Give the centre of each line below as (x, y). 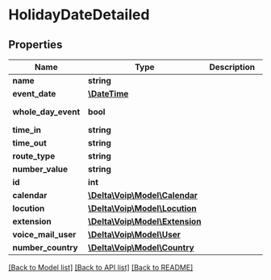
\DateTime (108, 94)
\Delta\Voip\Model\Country (141, 247)
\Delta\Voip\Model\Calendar (143, 195)
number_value (40, 169)
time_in (27, 130)
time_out (29, 143)
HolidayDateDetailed (79, 15)
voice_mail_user (44, 235)
